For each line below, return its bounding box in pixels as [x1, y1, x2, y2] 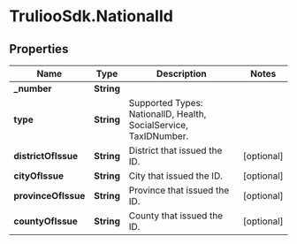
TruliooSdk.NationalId [9, 6, 174, 27]
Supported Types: [128, 97, 203, 109]
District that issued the [128, 144, 223, 156]
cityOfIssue [13, 170, 65, 182]
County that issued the [128, 210, 224, 222]
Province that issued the [128, 184, 230, 196]
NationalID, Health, [128, 108, 207, 120]
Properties [9, 42, 69, 57]
